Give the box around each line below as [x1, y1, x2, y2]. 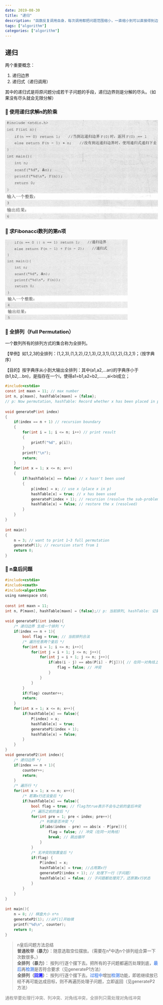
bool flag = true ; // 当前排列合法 [22, 634, 90, 639]
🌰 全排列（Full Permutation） [5, 328, 74, 335]
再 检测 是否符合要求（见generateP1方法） [21, 966, 103, 972]
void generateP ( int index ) [5, 409, 60, 414]
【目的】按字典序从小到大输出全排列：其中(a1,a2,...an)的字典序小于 [5, 367, 139, 373]
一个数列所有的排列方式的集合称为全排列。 [5, 340, 90, 346]
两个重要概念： [5, 62, 35, 68]
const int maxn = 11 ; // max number [5, 389, 79, 394]
